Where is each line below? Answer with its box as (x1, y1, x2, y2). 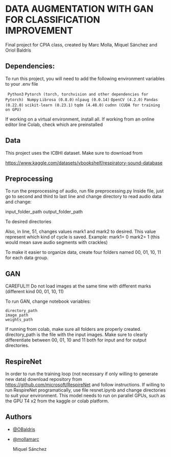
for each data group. (5, 255, 48, 261)
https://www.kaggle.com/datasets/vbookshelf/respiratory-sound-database (5, 159, 163, 166)
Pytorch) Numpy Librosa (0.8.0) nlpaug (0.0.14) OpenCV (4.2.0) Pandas (5, 97, 158, 102)
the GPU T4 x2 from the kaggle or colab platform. (5, 398, 109, 404)
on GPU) (5, 107, 22, 112)
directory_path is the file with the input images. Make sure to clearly (5, 331, 148, 338)
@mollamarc (12, 436, 39, 442)
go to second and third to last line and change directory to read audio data (5, 194, 162, 200)
